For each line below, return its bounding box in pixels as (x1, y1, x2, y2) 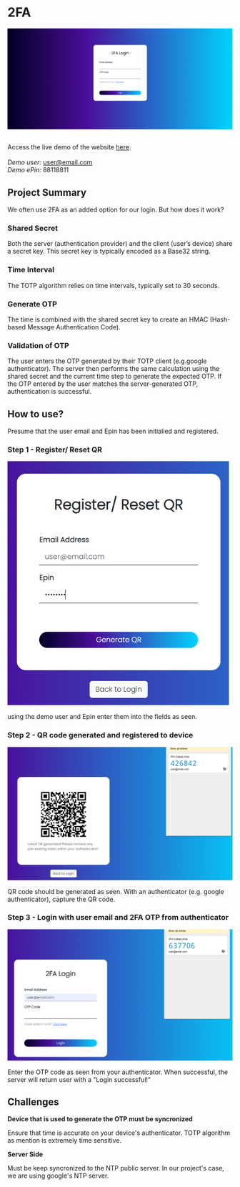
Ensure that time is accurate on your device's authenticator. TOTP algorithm (7, 1128, 231, 1137)
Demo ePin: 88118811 (7, 166, 69, 174)
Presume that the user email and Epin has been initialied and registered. (7, 427, 219, 436)
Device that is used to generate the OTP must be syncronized (7, 1115, 193, 1123)
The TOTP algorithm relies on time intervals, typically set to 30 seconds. (7, 281, 220, 289)
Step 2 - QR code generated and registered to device (7, 730, 194, 740)
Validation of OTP (7, 340, 69, 350)
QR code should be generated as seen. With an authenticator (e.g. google (7, 887, 224, 895)
